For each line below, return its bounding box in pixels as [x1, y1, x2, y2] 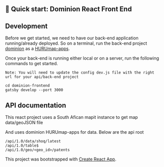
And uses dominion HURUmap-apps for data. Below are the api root [5, 129, 144, 135]
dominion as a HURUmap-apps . [5, 46, 70, 52]
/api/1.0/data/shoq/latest [5, 139, 61, 144]
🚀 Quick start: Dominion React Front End [5, 5, 132, 13]
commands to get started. [5, 61, 58, 67]
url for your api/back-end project [5, 75, 79, 80]
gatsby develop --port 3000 [5, 87, 64, 92]
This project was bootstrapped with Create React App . [5, 156, 117, 162]
